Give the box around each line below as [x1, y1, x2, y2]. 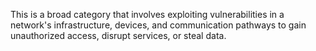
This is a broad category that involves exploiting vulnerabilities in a [10, 9, 285, 20]
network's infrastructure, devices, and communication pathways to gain [10, 19, 307, 31]
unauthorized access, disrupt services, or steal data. [10, 30, 227, 41]
